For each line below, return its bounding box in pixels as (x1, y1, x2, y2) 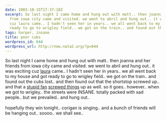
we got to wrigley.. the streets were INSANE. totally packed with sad (5, 89, 144, 95)
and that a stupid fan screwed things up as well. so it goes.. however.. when (5, 83, 160, 89)
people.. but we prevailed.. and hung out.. (5, 94, 90, 100)
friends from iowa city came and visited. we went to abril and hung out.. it (5, 63, 155, 69)
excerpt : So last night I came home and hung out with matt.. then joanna (5, 12, 163, 17)
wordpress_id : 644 (5, 40, 43, 44)
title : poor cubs (5, 35, 41, 40)
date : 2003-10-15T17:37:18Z (5, 7, 63, 12)
